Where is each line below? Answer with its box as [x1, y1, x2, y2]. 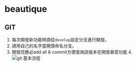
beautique [4, 3, 47, 15]
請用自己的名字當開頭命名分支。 [11, 43, 77, 49]
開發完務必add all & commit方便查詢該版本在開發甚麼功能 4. [11, 49, 133, 55]
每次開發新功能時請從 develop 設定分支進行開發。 [11, 37, 109, 42]
